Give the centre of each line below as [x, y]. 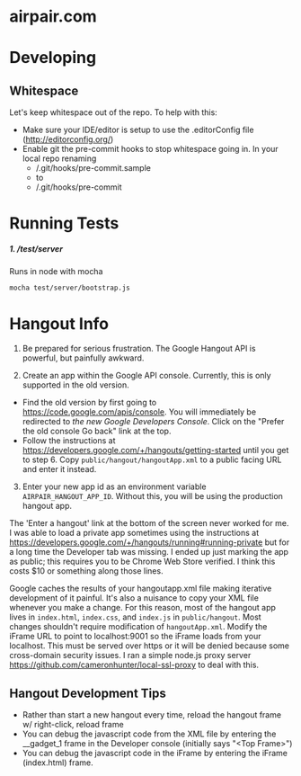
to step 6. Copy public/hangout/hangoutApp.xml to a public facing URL [152, 459]
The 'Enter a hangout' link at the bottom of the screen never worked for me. [149, 523]
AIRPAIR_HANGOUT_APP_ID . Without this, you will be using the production [152, 496]
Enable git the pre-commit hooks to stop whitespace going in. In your [150, 149]
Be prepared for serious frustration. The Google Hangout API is [139, 349]
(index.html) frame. [58, 763]
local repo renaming [59, 158]
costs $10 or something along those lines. [86, 571]
